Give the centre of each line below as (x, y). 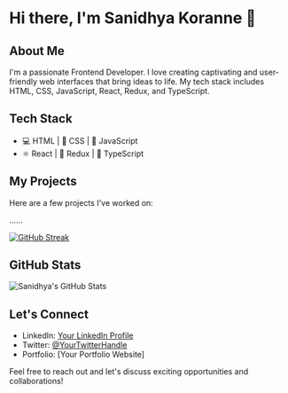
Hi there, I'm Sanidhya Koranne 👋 (133, 18)
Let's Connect (49, 314)
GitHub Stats (45, 265)
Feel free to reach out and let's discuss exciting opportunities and (129, 372)
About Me (37, 51)
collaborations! (36, 381)
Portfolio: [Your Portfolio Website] (83, 355)
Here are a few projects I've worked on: (81, 202)
